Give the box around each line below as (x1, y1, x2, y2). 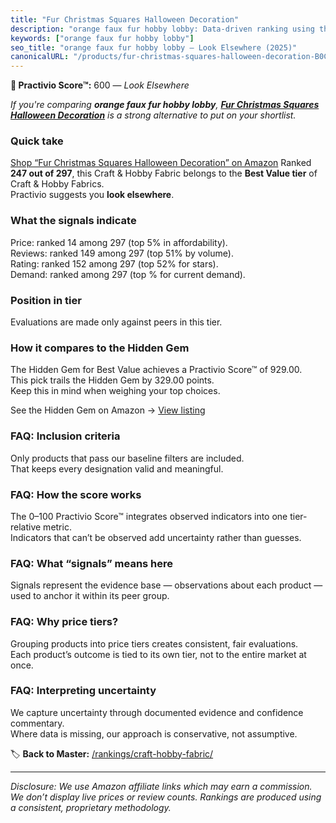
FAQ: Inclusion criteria (10, 429, 121, 443)
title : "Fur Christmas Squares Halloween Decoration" (10, 14, 240, 25)
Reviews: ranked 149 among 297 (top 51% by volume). (10, 247, 234, 259)
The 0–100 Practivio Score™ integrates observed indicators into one (10, 510, 288, 522)
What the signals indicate (10, 214, 137, 228)
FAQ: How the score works (10, 487, 142, 501)
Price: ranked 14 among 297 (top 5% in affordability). (10, 236, 228, 248)
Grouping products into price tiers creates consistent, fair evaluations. (10, 637, 299, 650)
